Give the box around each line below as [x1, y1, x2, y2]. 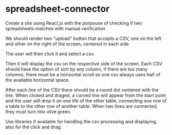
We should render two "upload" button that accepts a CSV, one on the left [5, 35, 162, 41]
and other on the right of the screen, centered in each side [5, 40, 129, 47]
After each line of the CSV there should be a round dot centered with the [5, 86, 159, 93]
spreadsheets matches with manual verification [5, 25, 106, 31]
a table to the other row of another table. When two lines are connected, [5, 103, 158, 109]
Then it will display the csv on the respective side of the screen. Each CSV [5, 60, 163, 66]
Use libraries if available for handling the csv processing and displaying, [5, 118, 158, 124]
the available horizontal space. [5, 77, 70, 83]
